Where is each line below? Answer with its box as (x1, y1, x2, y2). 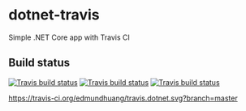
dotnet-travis (8, 6, 100, 24)
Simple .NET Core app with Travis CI (8, 32, 130, 42)
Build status (8, 56, 71, 70)
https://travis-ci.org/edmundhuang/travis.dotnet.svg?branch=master (8, 93, 238, 103)
